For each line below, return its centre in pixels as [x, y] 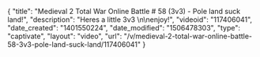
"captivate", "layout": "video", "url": [65, 36]
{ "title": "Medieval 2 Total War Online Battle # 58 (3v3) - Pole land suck [124, 11]
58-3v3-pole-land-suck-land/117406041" [74, 45]
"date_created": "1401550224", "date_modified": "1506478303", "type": [124, 28]
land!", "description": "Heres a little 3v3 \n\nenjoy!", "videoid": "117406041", [130, 20]
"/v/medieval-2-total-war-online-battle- [188, 36]
